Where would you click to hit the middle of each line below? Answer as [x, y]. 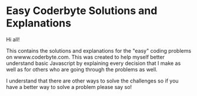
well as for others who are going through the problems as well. [82, 69]
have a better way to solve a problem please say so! [69, 87]
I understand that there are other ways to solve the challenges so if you [92, 81]
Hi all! [13, 39]
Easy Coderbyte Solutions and [82, 11]
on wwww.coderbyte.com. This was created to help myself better [85, 57]
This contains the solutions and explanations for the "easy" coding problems [99, 50]
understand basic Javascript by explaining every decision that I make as [94, 63]
